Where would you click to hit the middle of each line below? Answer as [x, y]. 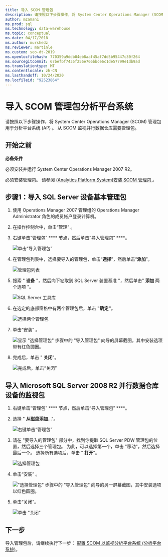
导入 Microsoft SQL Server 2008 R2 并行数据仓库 [82, 386]
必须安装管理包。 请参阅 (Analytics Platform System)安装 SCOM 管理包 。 [81, 180]
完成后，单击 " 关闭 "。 [36, 358]
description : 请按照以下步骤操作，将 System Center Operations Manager [77, 15]
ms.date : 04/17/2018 [27, 38]
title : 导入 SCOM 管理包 [29, 10]
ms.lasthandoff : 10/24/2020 [35, 76]
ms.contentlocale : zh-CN [31, 71]
